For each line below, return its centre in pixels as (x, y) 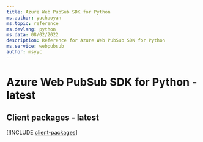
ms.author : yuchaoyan (34, 18)
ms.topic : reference (33, 23)
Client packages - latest (53, 118)
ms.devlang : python (31, 29)
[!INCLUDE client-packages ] (42, 132)
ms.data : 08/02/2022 (33, 35)
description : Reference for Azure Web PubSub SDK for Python (86, 40)
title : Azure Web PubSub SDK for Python (59, 12)
